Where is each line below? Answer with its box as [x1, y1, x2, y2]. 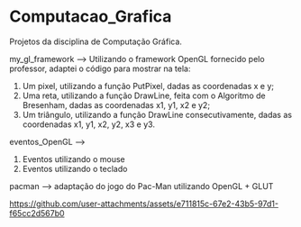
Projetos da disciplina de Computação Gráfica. [9, 36, 183, 47]
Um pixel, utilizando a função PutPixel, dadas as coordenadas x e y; [22, 80, 275, 91]
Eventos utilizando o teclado [22, 163, 128, 174]
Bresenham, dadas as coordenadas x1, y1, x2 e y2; [22, 99, 210, 110]
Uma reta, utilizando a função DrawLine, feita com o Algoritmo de [22, 90, 266, 101]
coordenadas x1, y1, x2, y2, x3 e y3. [22, 119, 156, 130]
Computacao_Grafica [9, 6, 172, 27]
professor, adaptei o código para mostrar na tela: [9, 63, 191, 74]
